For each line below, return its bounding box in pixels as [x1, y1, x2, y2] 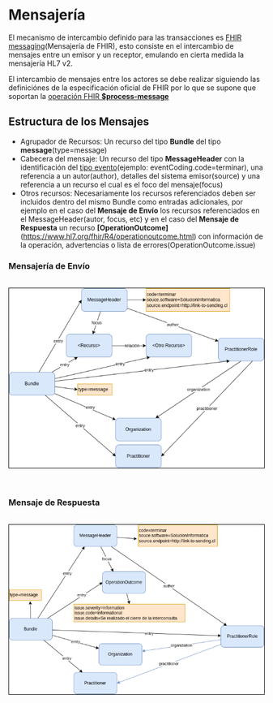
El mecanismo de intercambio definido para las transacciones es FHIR [8, 32, 242, 42]
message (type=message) [19, 144, 108, 155]
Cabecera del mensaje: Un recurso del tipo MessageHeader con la [19, 153, 245, 163]
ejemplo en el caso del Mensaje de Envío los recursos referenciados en [19, 205, 260, 215]
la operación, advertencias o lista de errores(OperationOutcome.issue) [19, 239, 256, 249]
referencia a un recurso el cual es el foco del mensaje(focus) [19, 179, 224, 189]
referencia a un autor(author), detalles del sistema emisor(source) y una [19, 170, 261, 180]
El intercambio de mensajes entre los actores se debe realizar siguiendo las [8, 74, 261, 84]
